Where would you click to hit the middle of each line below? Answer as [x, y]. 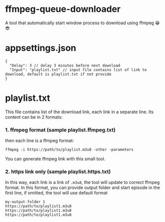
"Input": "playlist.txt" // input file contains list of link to [78, 70]
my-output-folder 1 [25, 202]
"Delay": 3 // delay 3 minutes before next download [65, 65]
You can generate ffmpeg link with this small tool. [55, 159]
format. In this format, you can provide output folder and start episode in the [83, 188]
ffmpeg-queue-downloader [63, 9]
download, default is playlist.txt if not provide [58, 74]
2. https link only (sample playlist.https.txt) [58, 172]
